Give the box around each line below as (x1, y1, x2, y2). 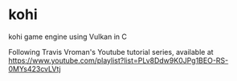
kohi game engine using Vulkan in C (8, 32, 127, 41)
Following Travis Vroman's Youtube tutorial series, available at (8, 47, 215, 56)
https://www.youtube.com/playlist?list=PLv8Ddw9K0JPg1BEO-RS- (8, 56, 229, 65)
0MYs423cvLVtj (8, 64, 62, 73)
